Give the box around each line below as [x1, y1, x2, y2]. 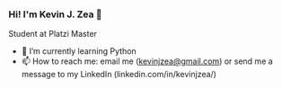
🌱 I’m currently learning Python [21, 46, 137, 57]
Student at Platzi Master [8, 29, 98, 40]
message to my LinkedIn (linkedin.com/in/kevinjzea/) [21, 69, 217, 80]
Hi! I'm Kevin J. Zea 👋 [8, 8, 102, 21]
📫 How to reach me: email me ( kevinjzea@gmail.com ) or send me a [21, 56, 273, 66]
